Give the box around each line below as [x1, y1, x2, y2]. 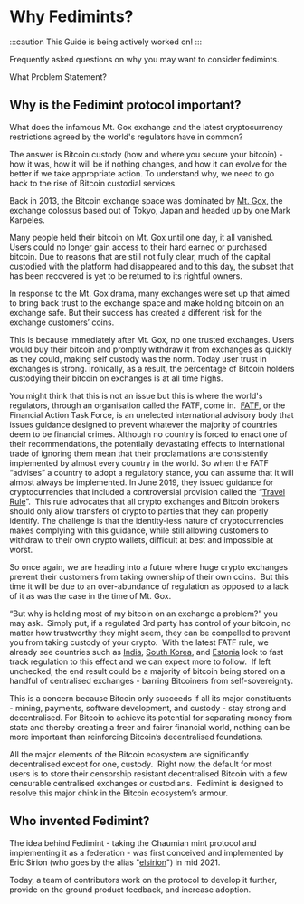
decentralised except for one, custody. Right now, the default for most [9, 758, 273, 769]
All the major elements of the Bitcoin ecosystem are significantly [9, 748, 249, 759]
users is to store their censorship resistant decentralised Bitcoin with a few [9, 767, 288, 779]
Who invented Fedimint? [9, 814, 150, 829]
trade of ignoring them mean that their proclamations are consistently [9, 448, 269, 459]
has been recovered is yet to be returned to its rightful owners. [9, 270, 242, 281]
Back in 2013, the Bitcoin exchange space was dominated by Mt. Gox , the [9, 195, 283, 205]
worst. [9, 544, 33, 555]
